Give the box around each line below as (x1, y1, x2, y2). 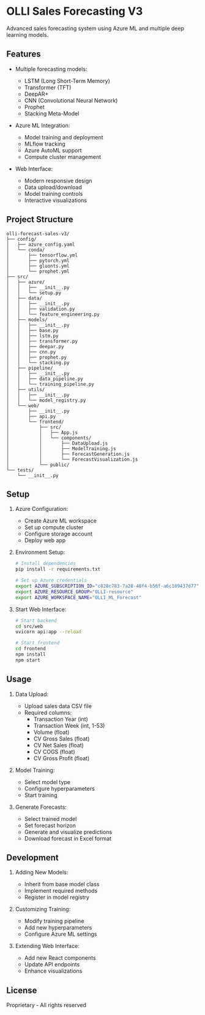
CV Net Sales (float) (33, 741, 84, 749)
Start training (24, 791, 58, 799)
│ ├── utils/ (6, 386, 45, 392)
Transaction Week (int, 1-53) (33, 721, 105, 729)
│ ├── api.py (6, 413, 56, 419)
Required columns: (24, 709, 72, 716)
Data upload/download (24, 183, 83, 191)
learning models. (6, 31, 49, 38)
